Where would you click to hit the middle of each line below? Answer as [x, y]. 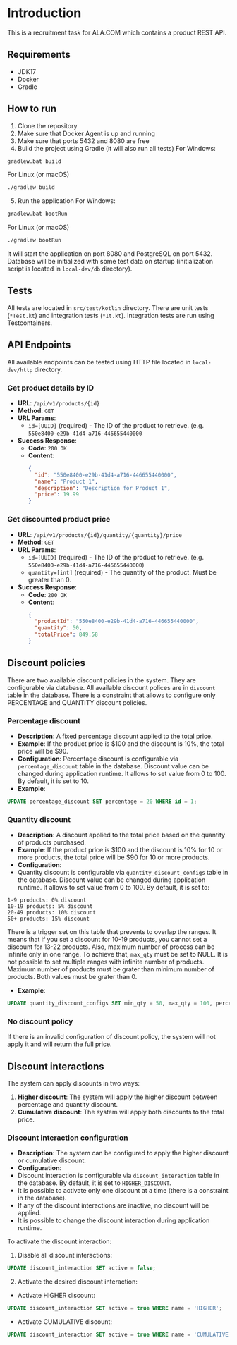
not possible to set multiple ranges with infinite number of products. [106, 962]
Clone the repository [47, 125]
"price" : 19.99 [57, 495]
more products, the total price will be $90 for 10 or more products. [114, 857]
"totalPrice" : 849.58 [66, 635]
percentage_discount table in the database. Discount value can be [113, 766]
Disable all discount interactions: [65, 1255]
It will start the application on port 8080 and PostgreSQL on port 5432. [110, 254]
